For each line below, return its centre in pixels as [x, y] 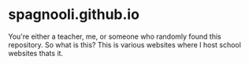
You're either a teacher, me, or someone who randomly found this [115, 36]
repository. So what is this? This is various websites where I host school [125, 44]
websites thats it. [36, 53]
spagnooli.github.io [74, 15]
